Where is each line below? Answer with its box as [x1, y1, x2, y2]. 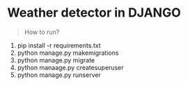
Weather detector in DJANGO [7, 5, 181, 21]
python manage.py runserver [17, 71, 101, 79]
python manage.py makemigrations [17, 49, 119, 57]
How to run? [24, 28, 60, 36]
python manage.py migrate [17, 55, 95, 64]
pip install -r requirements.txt [17, 41, 101, 49]
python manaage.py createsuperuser [17, 63, 124, 71]
